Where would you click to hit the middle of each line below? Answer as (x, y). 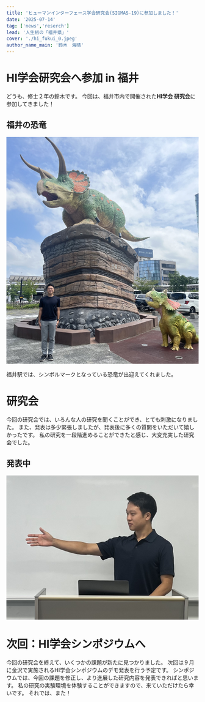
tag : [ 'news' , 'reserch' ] (38, 26)
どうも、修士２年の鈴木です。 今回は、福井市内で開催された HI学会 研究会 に (101, 96)
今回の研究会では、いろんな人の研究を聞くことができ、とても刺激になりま (99, 419)
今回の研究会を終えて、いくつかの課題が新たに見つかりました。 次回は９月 (100, 663)
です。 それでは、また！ (41, 693)
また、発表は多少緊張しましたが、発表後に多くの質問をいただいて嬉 (104, 427)
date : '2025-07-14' (31, 19)
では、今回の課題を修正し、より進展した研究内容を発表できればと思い (105, 678)
